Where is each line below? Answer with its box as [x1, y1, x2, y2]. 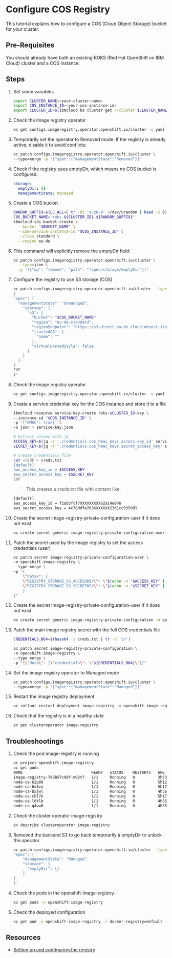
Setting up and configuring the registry [13, 947, 95, 953]
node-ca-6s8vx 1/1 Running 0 [13, 784, 135, 789]
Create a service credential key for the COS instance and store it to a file [13, 401, 166, 407]
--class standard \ [18, 233, 60, 239]
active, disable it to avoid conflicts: [13, 142, 87, 148]
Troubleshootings [6, 737, 64, 746]
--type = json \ [18, 263, 48, 268]
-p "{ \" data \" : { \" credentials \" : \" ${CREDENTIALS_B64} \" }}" [13, 660, 147, 665]
